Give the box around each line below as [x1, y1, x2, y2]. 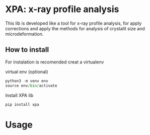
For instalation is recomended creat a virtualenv [5, 59, 104, 65]
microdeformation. [5, 31, 44, 37]
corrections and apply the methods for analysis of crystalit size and [5, 25, 145, 31]
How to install [5, 45, 49, 54]
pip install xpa [5, 102, 39, 107]
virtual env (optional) [5, 69, 48, 75]
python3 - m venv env [5, 78, 49, 84]
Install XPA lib [5, 92, 34, 98]
